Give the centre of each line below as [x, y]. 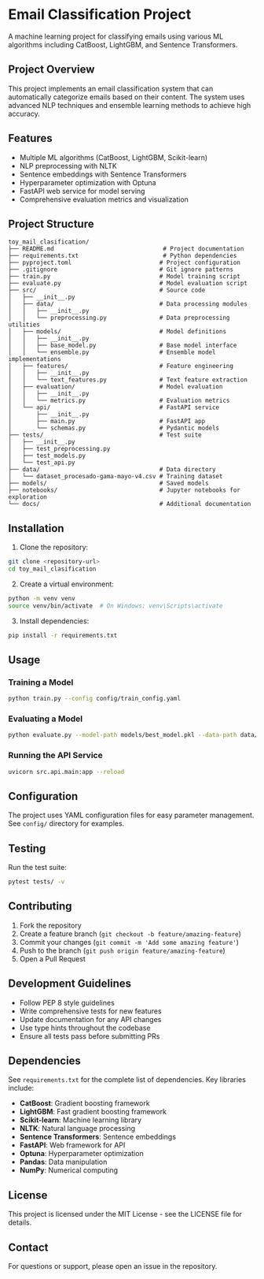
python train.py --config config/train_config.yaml [94, 699]
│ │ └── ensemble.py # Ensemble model [112, 352]
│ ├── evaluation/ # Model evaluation [115, 387]
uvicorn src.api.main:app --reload [66, 771]
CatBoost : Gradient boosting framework [85, 1103]
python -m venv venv [42, 598]
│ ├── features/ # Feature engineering [121, 366]
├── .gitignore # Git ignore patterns [121, 270]
